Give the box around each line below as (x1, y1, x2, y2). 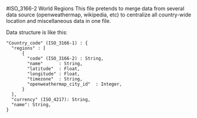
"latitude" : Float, (27, 66, 81, 72)
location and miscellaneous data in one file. (6, 18, 111, 24)
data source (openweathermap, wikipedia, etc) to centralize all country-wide (6, 11, 192, 18)
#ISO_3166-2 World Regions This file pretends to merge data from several (6, 5, 185, 12)
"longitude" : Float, (27, 71, 81, 77)
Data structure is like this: (6, 29, 68, 36)
